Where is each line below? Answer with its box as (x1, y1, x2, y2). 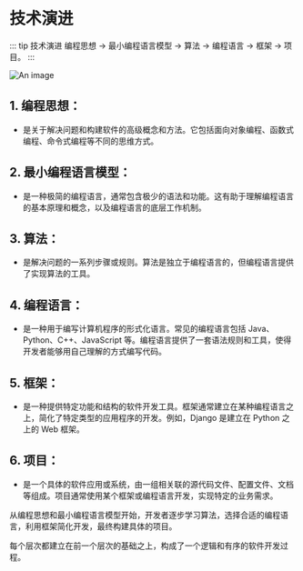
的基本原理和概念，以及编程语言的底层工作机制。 (22, 202, 207, 213)
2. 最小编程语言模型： (9, 165, 132, 180)
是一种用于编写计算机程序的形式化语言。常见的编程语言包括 (22, 324, 247, 335)
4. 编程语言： (9, 297, 84, 313)
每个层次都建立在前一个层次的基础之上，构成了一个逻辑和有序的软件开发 (9, 540, 280, 551)
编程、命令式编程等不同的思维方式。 (22, 135, 159, 146)
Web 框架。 (40, 424, 85, 435)
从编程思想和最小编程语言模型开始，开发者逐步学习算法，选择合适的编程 (9, 509, 280, 520)
